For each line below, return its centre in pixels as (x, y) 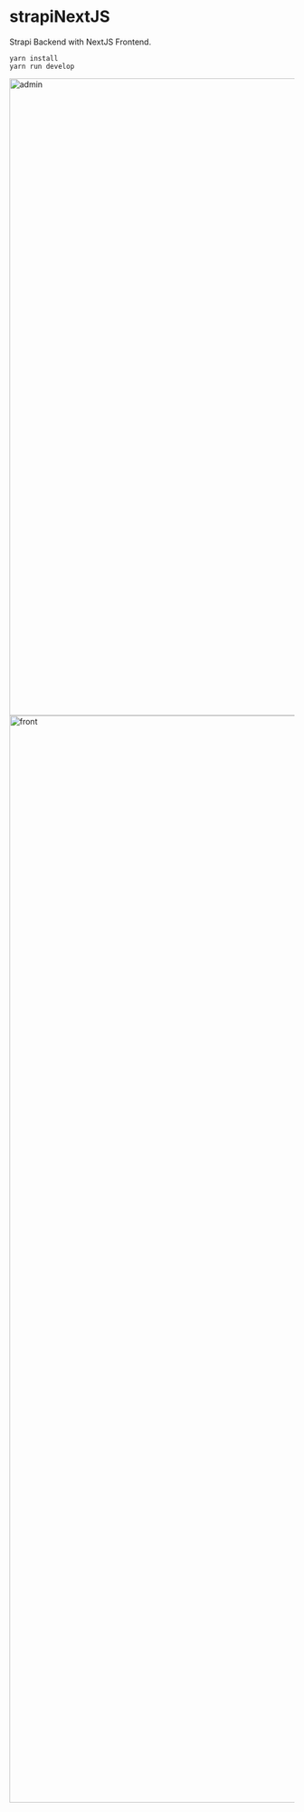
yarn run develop (42, 66)
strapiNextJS (60, 17)
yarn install (34, 58)
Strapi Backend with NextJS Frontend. (81, 42)
